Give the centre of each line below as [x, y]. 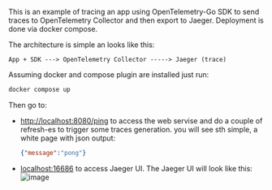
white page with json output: [68, 138]
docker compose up [39, 89]
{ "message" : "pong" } [53, 153]
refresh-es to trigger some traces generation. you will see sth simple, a [139, 129]
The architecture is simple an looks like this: [82, 45]
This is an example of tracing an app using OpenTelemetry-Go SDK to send [134, 12]
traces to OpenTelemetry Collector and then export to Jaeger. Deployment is [136, 20]
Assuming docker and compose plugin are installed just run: [109, 75]
